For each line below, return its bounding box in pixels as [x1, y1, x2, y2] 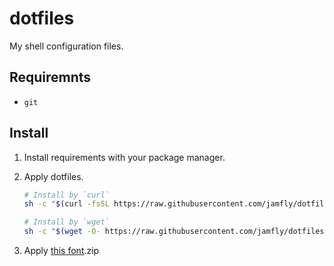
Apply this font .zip [23, 245, 100, 257]
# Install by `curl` [23, 190, 110, 200]
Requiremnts [9, 69, 92, 86]
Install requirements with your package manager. [23, 151, 226, 163]
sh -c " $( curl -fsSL [23, 199, 110, 209]
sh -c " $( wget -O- [23, 227, 101, 237]
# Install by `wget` [23, 217, 110, 227]
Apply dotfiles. [23, 170, 84, 182]
